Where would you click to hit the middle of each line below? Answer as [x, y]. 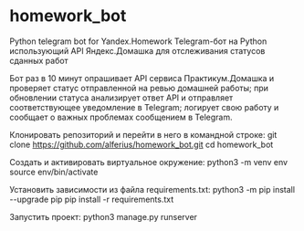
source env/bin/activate [54, 172]
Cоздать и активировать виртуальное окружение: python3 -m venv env [149, 162]
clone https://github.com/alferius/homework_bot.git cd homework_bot [142, 144]
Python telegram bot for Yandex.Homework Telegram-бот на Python [138, 41]
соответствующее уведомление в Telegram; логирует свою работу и [144, 107]
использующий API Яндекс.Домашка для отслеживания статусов [137, 50]
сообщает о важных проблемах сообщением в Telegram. [121, 117]
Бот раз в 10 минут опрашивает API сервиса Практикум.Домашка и [142, 78]
